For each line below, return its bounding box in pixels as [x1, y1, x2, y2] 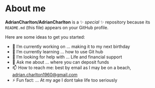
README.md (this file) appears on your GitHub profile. [5, 24, 109, 30]
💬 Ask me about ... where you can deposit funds [12, 59, 109, 65]
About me [5, 3, 46, 14]
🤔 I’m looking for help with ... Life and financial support [12, 54, 122, 60]
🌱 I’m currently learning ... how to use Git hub [12, 48, 104, 54]
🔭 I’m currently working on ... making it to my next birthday [12, 44, 131, 49]
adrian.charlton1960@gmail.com [12, 71, 78, 77]
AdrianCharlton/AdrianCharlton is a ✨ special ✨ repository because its [5, 19, 151, 25]
